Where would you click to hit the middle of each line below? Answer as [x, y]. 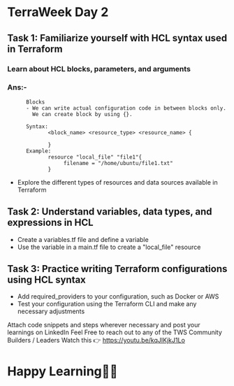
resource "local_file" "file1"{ [95, 157]
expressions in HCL [50, 223]
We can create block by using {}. [82, 114]
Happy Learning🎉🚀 [63, 371]
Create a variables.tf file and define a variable [83, 239]
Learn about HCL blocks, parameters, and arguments [99, 69]
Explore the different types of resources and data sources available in [117, 182]
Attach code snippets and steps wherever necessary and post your [104, 325]
